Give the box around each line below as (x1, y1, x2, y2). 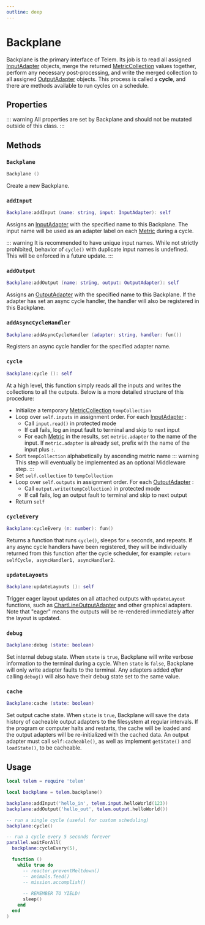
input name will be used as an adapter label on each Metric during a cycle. (6, 228, 194, 235)
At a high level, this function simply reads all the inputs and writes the (6, 382, 182, 389)
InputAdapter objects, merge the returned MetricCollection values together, (6, 62, 197, 69)
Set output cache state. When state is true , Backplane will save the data (6, 712, 190, 719)
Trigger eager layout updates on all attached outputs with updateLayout (6, 594, 185, 602)
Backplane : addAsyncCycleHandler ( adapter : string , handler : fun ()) (6, 332, 182, 338)
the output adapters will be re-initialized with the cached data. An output (6, 731, 189, 739)
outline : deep (6, 9, 43, 15)
